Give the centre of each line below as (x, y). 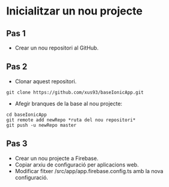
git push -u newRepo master (41, 125)
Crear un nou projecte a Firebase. (57, 158)
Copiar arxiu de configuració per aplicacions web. (77, 165)
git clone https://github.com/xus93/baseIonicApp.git (75, 92)
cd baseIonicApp (26, 115)
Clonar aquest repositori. (46, 81)
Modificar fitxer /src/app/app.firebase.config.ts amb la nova (89, 171)
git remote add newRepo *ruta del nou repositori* (71, 120)
